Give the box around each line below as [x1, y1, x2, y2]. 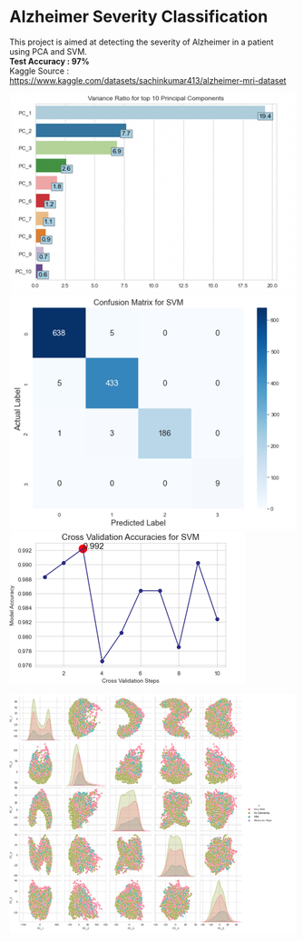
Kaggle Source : [9, 65, 70, 76]
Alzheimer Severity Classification [9, 6, 269, 27]
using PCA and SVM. [9, 45, 88, 56]
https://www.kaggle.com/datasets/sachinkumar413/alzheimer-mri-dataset [9, 75, 287, 85]
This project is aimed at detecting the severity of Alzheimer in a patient [9, 36, 274, 47]
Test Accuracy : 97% [9, 55, 90, 66]
